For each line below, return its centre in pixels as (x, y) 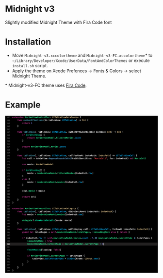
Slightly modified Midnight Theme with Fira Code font (58, 22)
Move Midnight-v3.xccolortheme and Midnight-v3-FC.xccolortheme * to (82, 55)
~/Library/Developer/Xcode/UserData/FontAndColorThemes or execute (81, 60)
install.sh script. (30, 65)
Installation (28, 42)
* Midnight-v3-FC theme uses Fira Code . (46, 85)
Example (23, 105)
